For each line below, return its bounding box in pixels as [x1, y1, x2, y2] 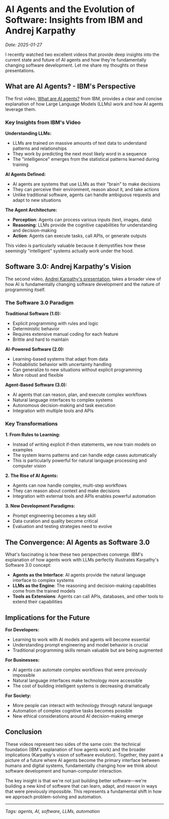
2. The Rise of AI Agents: [5, 473, 58, 479]
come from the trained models [12, 588, 75, 594]
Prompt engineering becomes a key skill [12, 513, 96, 519]
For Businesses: [5, 657, 40, 663]
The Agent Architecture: [5, 207, 57, 213]
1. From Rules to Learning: [5, 432, 60, 438]
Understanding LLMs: [5, 130, 52, 137]
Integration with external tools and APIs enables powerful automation [12, 493, 156, 499]
